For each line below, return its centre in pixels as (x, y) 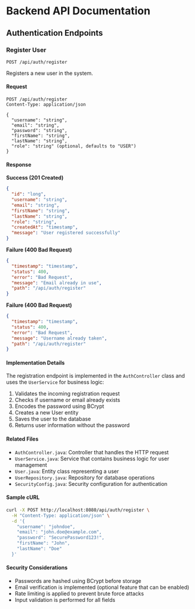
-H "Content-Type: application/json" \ (61, 516)
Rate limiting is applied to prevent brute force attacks (79, 594)
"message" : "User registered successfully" (66, 233)
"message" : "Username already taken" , (60, 338)
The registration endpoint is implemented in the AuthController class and (96, 376)
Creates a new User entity (47, 413)
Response (19, 164)
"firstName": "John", (43, 543)
